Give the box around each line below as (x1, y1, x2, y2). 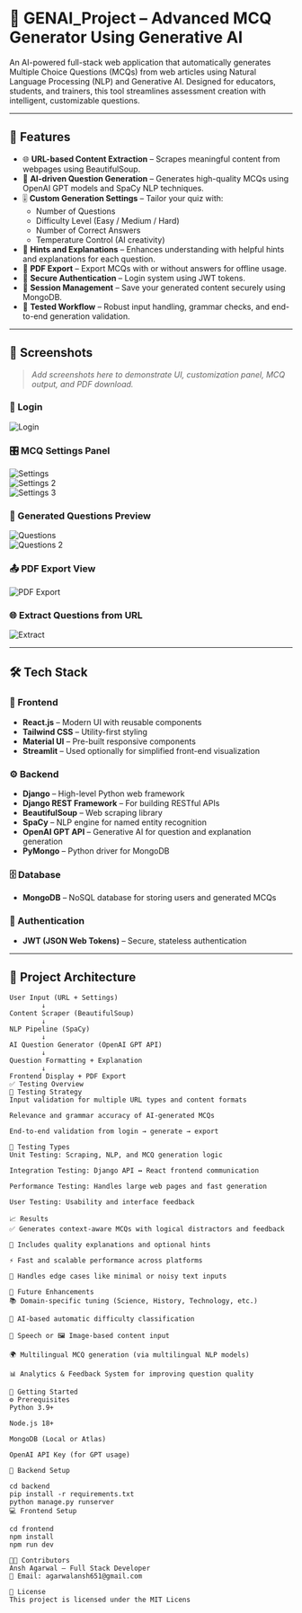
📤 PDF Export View (9, 563, 96, 575)
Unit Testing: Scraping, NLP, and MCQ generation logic (9, 1150, 223, 1160)
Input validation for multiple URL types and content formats (9, 1095, 247, 1104)
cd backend (9, 1482, 50, 1491)
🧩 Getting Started (9, 1387, 78, 1396)
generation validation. (49, 310, 130, 322)
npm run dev (9, 1540, 54, 1549)
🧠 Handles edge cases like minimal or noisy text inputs (9, 1272, 227, 1281)
